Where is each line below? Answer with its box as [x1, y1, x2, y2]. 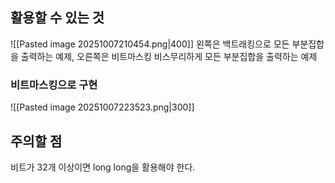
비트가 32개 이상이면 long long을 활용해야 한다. [10, 161, 196, 173]
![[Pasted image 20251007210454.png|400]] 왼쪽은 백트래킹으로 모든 [10, 38, 290, 50]
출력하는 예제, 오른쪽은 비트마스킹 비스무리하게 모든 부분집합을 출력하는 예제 [20, 50, 318, 62]
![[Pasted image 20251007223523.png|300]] [10, 101, 195, 113]
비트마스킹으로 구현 [10, 78, 98, 92]
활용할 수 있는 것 [10, 9, 105, 27]
